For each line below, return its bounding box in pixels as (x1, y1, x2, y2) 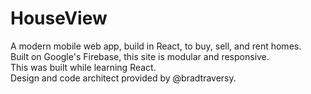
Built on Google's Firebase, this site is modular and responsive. (10, 50, 270, 62)
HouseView (10, 7, 108, 30)
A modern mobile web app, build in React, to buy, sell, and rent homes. (10, 40, 302, 52)
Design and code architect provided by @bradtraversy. (10, 72, 237, 84)
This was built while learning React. (10, 61, 157, 73)
